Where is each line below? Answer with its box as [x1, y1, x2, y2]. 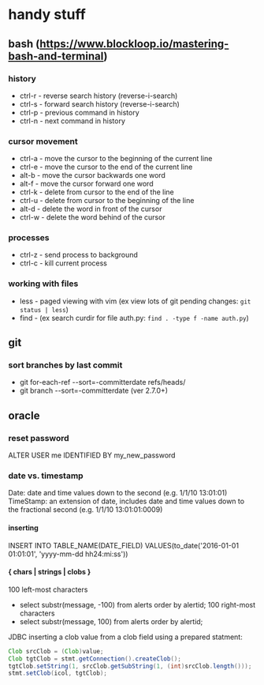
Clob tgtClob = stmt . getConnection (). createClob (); [8, 654, 181, 663]
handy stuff [8, 6, 87, 24]
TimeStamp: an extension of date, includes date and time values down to [8, 496, 245, 506]
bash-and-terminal [8, 49, 104, 62]
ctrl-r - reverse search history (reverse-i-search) [19, 91, 178, 100]
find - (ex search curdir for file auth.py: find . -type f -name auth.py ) [19, 313, 250, 322]
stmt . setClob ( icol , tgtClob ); [8, 669, 108, 677]
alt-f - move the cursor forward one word [19, 179, 154, 189]
